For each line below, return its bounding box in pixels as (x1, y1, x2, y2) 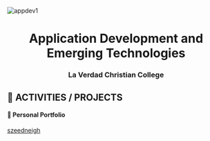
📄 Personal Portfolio (7, 111, 66, 119)
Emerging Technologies (46, 46, 186, 62)
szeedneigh (7, 126, 41, 134)
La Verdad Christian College (68, 70, 164, 79)
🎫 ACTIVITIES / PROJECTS (7, 91, 123, 103)
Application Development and (28, 31, 204, 46)
